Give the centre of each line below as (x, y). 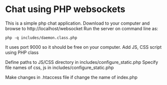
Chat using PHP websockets (65, 9)
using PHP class (22, 52)
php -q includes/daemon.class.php (41, 38)
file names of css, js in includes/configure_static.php (60, 67)
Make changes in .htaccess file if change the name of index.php (71, 77)
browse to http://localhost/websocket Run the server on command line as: (82, 28)
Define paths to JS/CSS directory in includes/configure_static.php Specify (82, 62)
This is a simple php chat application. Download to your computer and (77, 23)
